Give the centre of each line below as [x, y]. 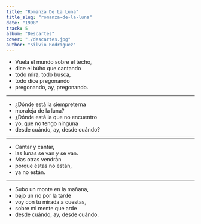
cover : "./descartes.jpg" [38, 39]
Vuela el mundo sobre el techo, [53, 62]
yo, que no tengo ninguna [47, 123]
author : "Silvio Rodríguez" [41, 45]
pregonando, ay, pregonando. [51, 87]
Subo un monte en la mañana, [51, 189]
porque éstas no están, [43, 166]
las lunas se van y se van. [47, 153]
